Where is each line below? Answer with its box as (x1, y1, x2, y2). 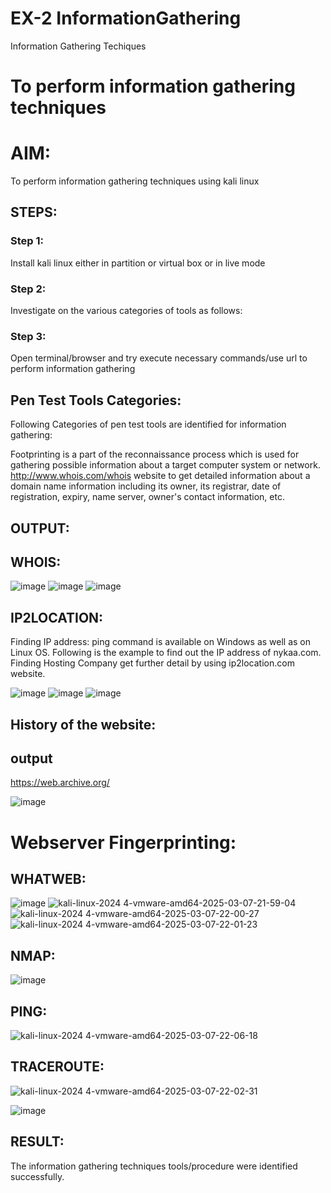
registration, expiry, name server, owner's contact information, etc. (10, 491, 285, 503)
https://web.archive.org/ (10, 777, 110, 789)
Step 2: (10, 282, 47, 296)
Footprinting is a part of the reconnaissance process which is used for (10, 448, 300, 461)
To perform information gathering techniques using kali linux (10, 175, 260, 187)
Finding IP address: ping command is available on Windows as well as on (10, 636, 312, 648)
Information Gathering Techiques (10, 40, 147, 52)
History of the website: (10, 716, 157, 733)
